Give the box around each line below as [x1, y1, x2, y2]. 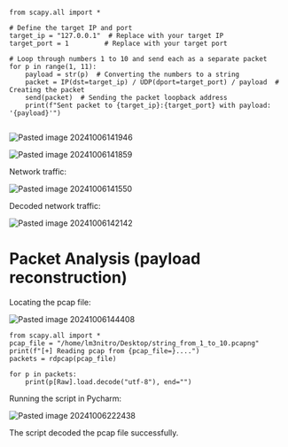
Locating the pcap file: [9, 297, 91, 307]
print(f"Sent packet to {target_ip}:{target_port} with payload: [25, 101, 272, 110]
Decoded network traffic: [9, 201, 101, 211]
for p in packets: [9, 369, 77, 379]
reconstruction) [9, 267, 128, 288]
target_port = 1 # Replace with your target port [9, 39, 228, 48]
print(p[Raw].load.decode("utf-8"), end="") [25, 377, 192, 386]
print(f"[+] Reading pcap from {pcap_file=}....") [9, 346, 200, 355]
